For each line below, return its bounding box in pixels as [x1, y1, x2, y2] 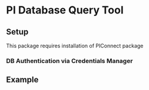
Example [6, 75, 39, 85]
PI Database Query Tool [6, 4, 124, 17]
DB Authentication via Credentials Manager [6, 57, 133, 65]
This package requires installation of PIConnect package [6, 42, 144, 49]
